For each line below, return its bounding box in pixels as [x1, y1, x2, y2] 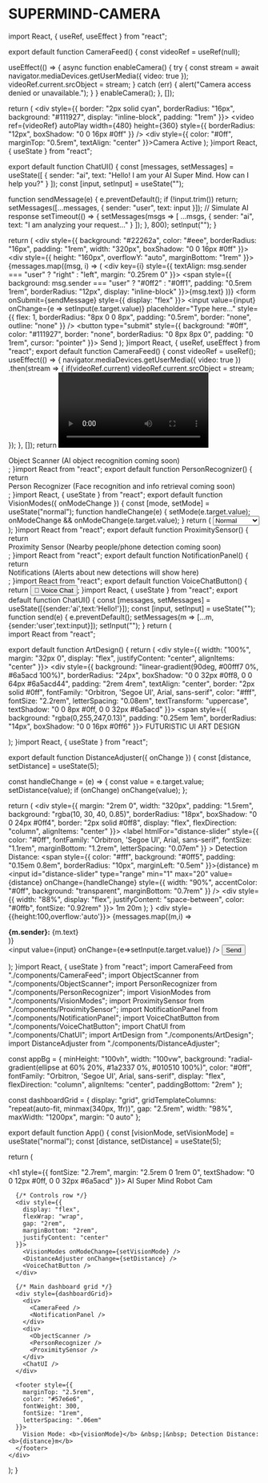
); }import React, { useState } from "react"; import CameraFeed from [8, 961, 234, 971]
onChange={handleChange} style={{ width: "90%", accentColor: [43, 877, 258, 887]
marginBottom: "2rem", [22, 1226, 98, 1234]
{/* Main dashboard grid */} [15, 1282, 113, 1290]
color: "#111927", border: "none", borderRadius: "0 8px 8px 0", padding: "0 [8, 329, 254, 339]
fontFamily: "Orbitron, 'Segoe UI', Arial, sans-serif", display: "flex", [8, 1071, 226, 1080]
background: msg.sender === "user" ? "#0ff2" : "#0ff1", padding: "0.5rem [8, 278, 252, 287]
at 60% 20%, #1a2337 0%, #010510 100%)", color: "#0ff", [61, 1062, 252, 1072]
